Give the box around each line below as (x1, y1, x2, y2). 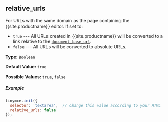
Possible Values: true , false (5, 74, 66, 80)
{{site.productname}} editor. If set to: (5, 23, 83, 29)
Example (5, 85, 25, 91)
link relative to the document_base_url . (12, 38, 92, 44)
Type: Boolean (5, 54, 35, 60)
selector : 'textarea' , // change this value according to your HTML (10, 103, 161, 108)
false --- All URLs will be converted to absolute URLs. (12, 43, 127, 50)
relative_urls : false (10, 107, 56, 113)
